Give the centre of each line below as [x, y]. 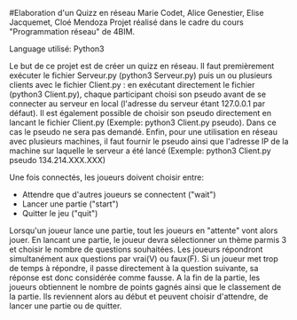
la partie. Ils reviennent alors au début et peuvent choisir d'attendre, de [139, 297]
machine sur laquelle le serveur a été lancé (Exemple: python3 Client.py [141, 151]
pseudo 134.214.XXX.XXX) [58, 160]
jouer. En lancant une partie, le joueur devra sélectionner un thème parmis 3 [148, 240]
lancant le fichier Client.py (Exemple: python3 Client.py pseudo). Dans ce [143, 122]
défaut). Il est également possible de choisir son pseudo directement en [141, 113]
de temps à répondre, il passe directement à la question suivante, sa [134, 268]
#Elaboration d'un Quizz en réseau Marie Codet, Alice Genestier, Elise [137, 13]
